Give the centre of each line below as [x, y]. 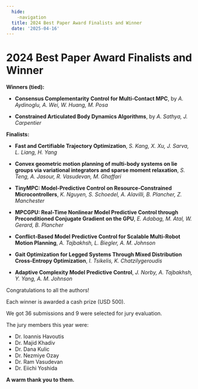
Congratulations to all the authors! [48, 291]
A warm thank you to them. [40, 380]
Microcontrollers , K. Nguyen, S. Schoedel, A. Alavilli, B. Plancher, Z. [98, 194]
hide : [18, 12]
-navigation [32, 17]
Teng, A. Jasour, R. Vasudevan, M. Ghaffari [68, 177]
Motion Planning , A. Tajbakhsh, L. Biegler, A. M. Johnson [85, 243]
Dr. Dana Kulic [32, 349]
